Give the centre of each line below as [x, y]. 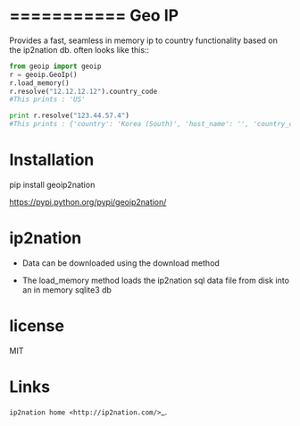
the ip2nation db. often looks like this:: [79, 49]
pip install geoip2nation [52, 185]
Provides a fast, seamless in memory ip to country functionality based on [144, 40]
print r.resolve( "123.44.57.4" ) [69, 116]
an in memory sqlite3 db [67, 290]
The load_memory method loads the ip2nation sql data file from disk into [156, 280]
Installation [52, 160]
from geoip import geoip [55, 66]
